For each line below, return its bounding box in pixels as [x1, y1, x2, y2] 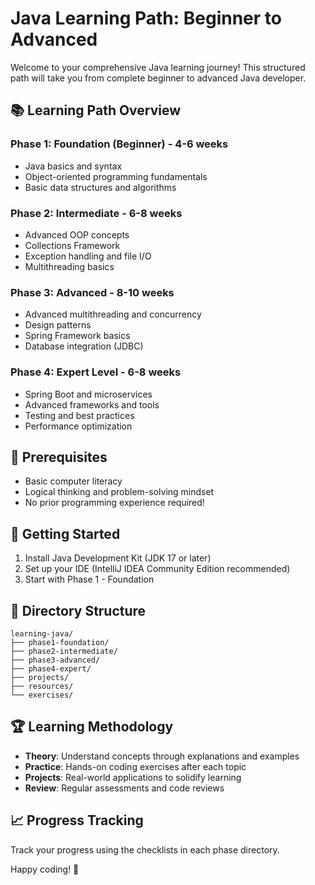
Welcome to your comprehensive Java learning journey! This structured [10, 61, 306, 73]
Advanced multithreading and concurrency [24, 308, 202, 321]
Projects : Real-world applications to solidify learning [24, 771, 242, 783]
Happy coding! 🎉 [10, 863, 80, 875]
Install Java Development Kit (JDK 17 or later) [24, 552, 212, 564]
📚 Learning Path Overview [10, 102, 182, 119]
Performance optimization [24, 420, 133, 432]
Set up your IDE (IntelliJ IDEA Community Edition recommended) [24, 563, 291, 575]
